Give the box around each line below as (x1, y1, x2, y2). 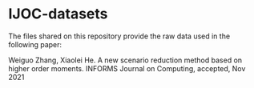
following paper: (8, 39, 62, 49)
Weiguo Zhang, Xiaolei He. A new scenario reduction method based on (8, 55, 243, 65)
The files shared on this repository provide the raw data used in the (8, 31, 231, 41)
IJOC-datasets (8, 5, 108, 23)
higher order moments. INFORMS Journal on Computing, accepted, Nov (8, 63, 246, 73)
